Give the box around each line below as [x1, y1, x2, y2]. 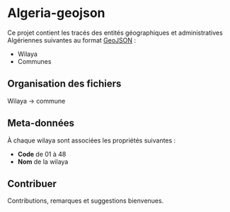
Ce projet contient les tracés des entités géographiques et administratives [7, 28, 223, 37]
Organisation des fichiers [7, 78, 122, 90]
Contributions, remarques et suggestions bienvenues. [7, 196, 164, 205]
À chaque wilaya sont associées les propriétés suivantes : [7, 136, 176, 145]
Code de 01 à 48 [17, 150, 67, 158]
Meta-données [7, 117, 74, 129]
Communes [17, 57, 52, 65]
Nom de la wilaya [17, 157, 69, 166]
